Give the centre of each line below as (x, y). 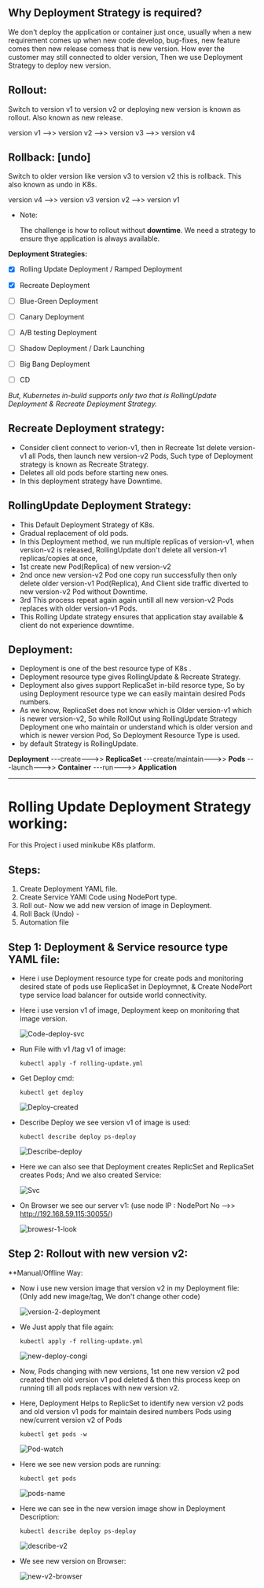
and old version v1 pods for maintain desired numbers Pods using (125, 1411)
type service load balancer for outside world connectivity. (113, 995)
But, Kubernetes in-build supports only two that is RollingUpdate (113, 395)
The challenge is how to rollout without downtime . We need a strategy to (137, 231)
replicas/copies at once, (59, 558)
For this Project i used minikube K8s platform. (82, 845)
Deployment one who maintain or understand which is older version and (136, 727)
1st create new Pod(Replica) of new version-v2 (95, 567)
